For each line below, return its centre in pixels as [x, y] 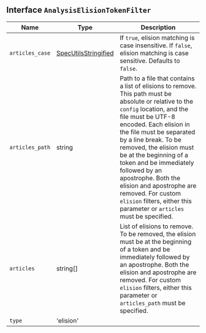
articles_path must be [152, 303]
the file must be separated [157, 132]
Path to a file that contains [157, 78]
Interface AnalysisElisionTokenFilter [79, 10]
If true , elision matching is [157, 37]
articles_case [30, 53]
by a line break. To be [151, 139]
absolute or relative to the [156, 101]
